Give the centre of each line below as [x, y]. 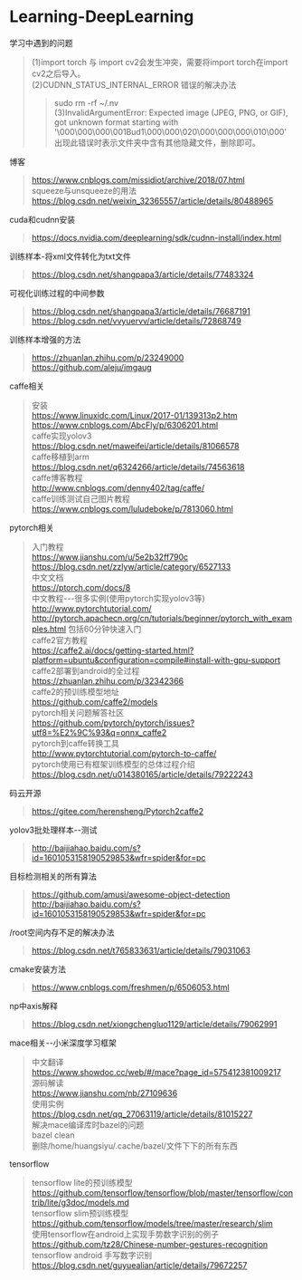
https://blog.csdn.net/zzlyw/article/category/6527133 [131, 566]
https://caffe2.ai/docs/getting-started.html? [113, 650]
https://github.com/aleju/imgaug [91, 367]
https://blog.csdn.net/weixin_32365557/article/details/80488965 [152, 200]
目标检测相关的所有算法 [53, 876]
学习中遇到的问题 [41, 43]
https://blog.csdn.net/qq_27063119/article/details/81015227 [142, 1114]
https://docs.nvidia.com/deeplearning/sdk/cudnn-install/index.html [156, 237]
